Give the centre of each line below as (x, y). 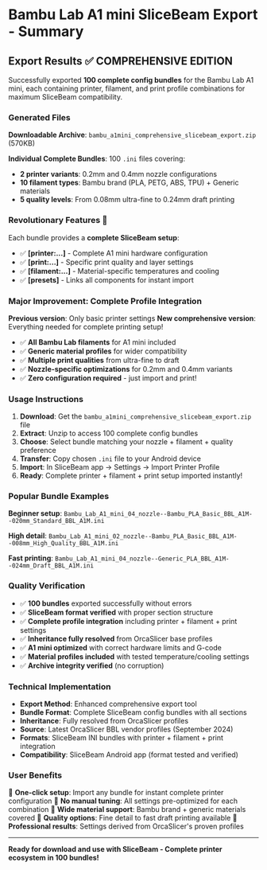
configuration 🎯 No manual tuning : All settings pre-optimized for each (123, 801)
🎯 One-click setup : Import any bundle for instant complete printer (116, 793)
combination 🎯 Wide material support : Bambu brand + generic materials (127, 810)
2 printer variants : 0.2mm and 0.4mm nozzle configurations (118, 174)
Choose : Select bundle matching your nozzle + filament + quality (126, 442)
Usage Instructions (46, 399)
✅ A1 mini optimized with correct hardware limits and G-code (121, 647)
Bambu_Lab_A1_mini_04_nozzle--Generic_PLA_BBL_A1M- (142, 559)
